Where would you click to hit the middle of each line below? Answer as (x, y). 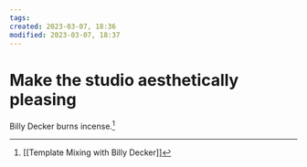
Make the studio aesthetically (124, 80)
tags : (20, 18)
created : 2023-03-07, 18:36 (63, 26)
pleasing (43, 99)
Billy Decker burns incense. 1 (63, 125)
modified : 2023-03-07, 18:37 (65, 35)
